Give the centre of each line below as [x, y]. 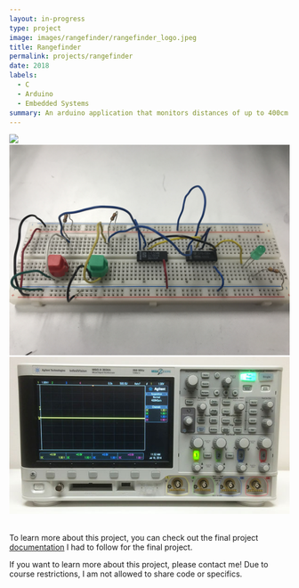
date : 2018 [29, 66]
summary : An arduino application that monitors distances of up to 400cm [149, 113]
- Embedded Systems [53, 103]
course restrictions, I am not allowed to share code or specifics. [126, 574]
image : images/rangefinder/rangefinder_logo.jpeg [103, 37]
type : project [36, 28]
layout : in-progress [48, 19]
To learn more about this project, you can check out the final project [134, 537]
